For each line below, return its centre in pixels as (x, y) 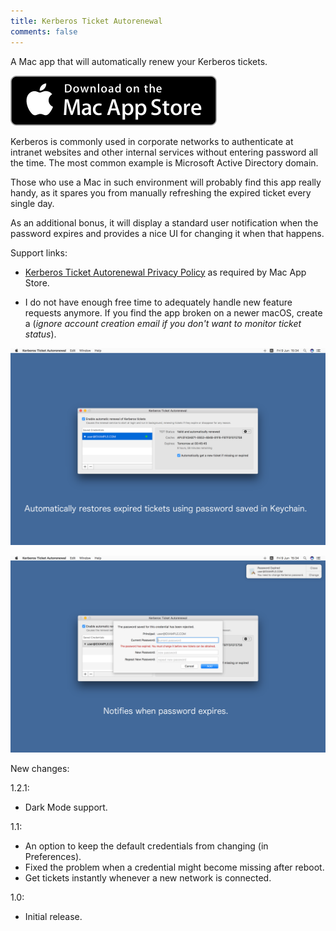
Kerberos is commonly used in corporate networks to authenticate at (152, 141)
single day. (32, 203)
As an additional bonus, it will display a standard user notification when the (164, 222)
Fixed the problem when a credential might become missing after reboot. (174, 867)
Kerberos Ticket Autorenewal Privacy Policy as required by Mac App (165, 272)
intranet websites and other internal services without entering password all (164, 152)
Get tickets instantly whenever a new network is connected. (148, 877)
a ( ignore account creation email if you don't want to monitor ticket (163, 323)
